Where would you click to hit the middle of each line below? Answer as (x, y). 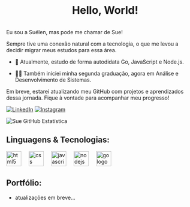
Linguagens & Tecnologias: (58, 140)
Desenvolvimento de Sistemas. (53, 80)
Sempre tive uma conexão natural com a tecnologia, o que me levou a (92, 44)
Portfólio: (24, 183)
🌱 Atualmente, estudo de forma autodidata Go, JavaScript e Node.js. (99, 62)
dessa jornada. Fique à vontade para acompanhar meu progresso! (88, 98)
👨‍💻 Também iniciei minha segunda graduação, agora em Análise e (96, 73)
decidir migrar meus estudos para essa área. (61, 50)
